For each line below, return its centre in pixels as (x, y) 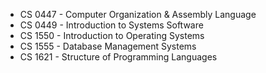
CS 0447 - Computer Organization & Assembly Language (138, 14)
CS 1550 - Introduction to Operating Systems (112, 35)
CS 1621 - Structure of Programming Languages (118, 57)
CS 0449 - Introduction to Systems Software (111, 25)
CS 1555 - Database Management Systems (108, 46)
